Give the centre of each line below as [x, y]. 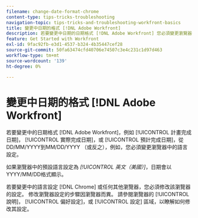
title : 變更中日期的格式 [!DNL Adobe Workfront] [64, 28]
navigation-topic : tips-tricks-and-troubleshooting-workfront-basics [94, 22]
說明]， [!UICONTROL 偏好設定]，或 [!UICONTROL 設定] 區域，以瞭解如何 [95, 202]
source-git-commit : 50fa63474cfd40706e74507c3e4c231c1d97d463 [84, 50]
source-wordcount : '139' [37, 61]
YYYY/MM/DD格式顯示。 [36, 174]
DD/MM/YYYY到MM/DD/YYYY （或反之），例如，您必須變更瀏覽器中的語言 [97, 147]
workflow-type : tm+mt [33, 55]
